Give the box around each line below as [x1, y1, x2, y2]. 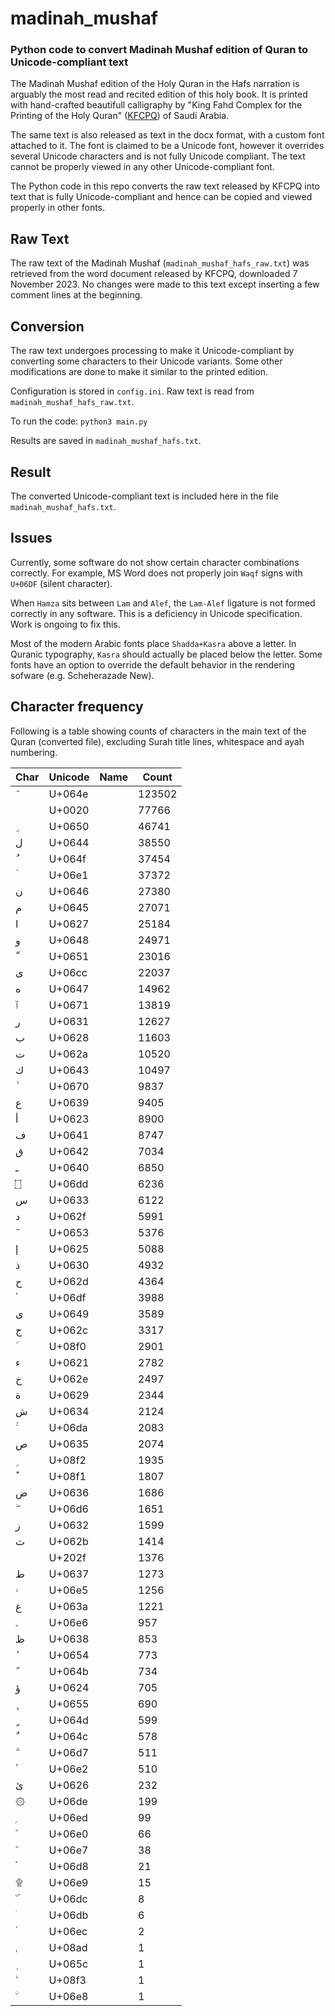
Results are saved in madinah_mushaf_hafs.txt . [10, 435, 202, 447]
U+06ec [48, 1924, 88, 1938]
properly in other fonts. [10, 202, 106, 214]
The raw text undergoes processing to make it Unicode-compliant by [10, 345, 295, 357]
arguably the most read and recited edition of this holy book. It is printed [10, 88, 308, 101]
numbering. [10, 746, 58, 758]
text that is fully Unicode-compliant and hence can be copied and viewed [10, 191, 313, 203]
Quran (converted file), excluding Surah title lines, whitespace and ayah [10, 735, 305, 747]
